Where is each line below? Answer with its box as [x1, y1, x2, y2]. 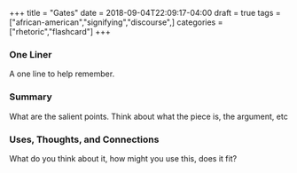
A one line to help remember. [9, 68, 115, 79]
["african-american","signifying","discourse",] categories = [9, 17, 223, 28]
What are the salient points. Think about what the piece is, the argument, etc [9, 111, 288, 122]
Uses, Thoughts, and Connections [9, 133, 160, 145]
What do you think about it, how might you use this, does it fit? [9, 153, 238, 163]
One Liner [9, 48, 52, 60]
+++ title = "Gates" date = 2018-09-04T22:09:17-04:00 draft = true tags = [9, 8, 281, 18]
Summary [9, 90, 53, 103]
